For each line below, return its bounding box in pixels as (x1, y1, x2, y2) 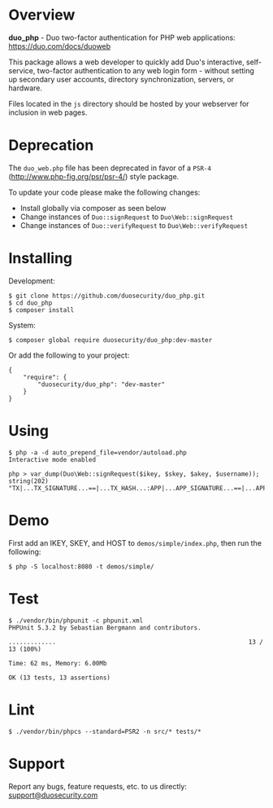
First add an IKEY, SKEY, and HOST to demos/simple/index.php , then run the (8, 538, 262, 547)
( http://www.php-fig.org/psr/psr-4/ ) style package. (8, 171, 180, 181)
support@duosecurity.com (8, 790, 98, 800)
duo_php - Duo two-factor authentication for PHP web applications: (8, 33, 236, 42)
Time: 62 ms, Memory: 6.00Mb (8, 659, 107, 667)
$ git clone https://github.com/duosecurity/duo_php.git (8, 292, 206, 300)
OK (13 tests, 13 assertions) (8, 674, 111, 682)
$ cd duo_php (8, 299, 53, 307)
